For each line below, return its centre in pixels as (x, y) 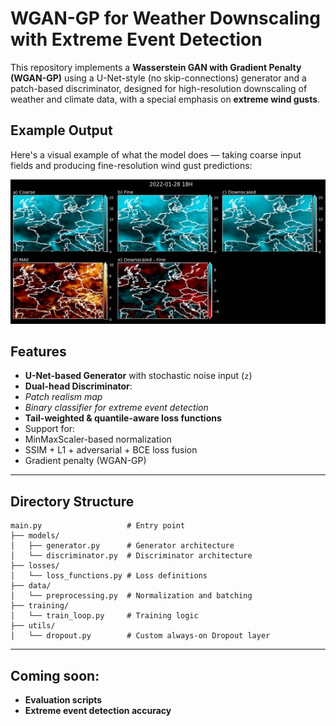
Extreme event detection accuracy (98, 711)
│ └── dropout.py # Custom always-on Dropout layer (140, 636)
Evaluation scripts (63, 700)
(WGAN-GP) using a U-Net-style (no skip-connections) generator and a (158, 78)
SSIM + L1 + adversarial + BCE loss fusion (111, 450)
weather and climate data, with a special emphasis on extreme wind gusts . (165, 99)
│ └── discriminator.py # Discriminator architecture (131, 556)
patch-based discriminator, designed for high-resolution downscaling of (159, 88)
